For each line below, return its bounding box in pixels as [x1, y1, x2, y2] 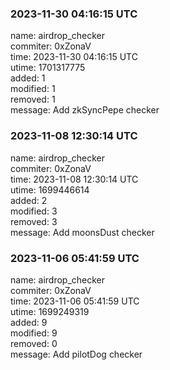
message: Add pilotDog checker [10, 348, 143, 360]
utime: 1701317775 [10, 62, 86, 74]
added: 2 [10, 194, 48, 206]
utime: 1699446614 [10, 183, 90, 196]
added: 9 [10, 316, 48, 328]
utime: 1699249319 [10, 305, 90, 317]
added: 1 [10, 72, 46, 84]
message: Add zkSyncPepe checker [10, 104, 160, 116]
